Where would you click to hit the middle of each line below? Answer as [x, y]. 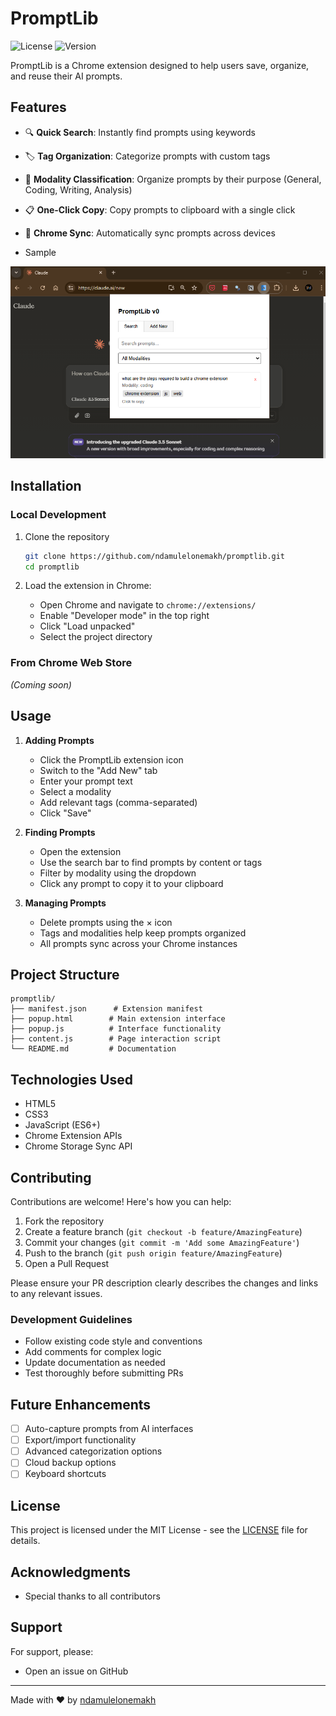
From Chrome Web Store [71, 663]
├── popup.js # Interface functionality [116, 1029]
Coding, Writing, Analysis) [78, 189]
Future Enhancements [81, 1404]
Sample [40, 252]
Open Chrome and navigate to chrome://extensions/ [148, 605]
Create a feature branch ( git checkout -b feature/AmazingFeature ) [163, 1231]
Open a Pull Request [67, 1263]
